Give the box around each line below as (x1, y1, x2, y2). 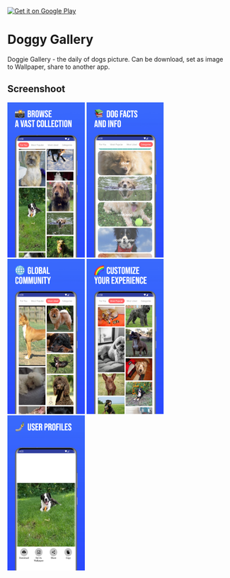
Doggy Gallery (7, 32, 94, 48)
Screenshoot (7, 83, 66, 95)
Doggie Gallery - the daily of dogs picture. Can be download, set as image (7, 55, 224, 63)
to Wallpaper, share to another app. (7, 62, 110, 71)
